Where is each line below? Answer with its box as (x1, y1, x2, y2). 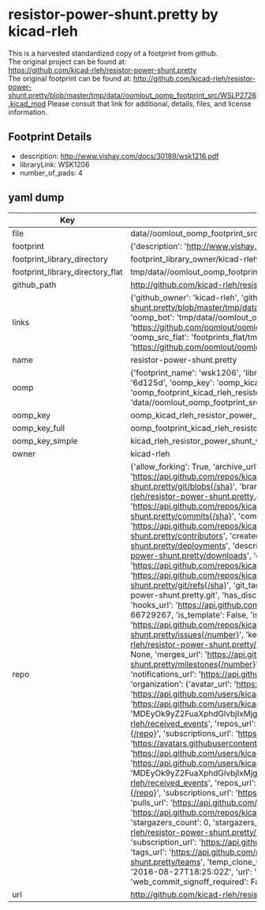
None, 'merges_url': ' (129, 648, 207, 659)
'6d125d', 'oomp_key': (129, 377, 215, 388)
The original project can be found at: (8, 57, 127, 66)
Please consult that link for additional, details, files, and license (47, 99, 252, 108)
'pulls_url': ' (129, 797, 174, 808)
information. (8, 107, 48, 116)
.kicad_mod (8, 99, 46, 108)
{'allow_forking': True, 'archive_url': (129, 461, 260, 472)
